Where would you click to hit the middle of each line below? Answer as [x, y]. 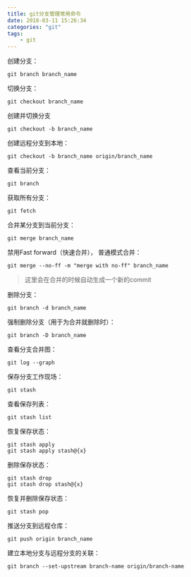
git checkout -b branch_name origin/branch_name [80, 157]
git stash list [30, 418]
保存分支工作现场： [35, 377]
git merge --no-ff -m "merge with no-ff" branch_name [88, 266]
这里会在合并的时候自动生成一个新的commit [88, 280]
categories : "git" [34, 27]
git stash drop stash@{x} [45, 485]
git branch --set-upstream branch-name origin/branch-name [96, 566]
